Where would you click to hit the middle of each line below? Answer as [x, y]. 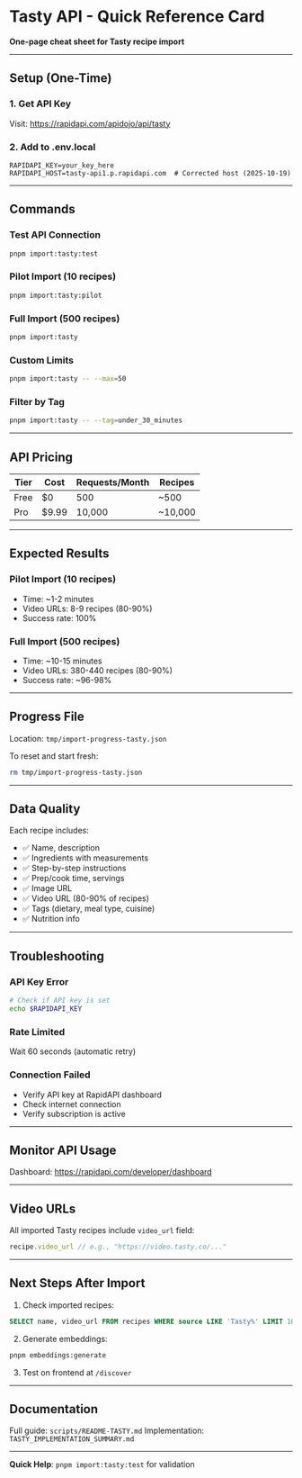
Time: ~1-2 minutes [58, 599]
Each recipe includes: [49, 831]
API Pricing [41, 457]
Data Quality [45, 809]
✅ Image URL [47, 888]
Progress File [47, 717]
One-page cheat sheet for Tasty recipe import [97, 41]
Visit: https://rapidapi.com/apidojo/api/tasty [90, 123]
